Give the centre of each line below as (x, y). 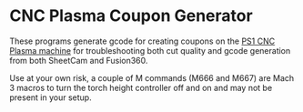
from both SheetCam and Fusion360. (79, 60)
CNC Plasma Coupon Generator (131, 16)
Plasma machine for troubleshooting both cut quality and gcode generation (150, 50)
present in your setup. (51, 97)
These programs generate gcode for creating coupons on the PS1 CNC (142, 41)
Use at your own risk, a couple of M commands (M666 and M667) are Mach (152, 77)
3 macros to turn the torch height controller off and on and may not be (141, 87)
